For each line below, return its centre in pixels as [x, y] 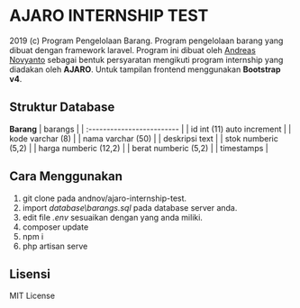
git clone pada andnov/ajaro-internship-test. [105, 198]
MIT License [32, 296]
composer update [55, 227]
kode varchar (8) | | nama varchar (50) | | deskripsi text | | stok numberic [144, 138]
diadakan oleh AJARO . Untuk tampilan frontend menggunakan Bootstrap [145, 69]
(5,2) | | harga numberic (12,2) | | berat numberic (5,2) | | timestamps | [139, 148]
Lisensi [30, 274]
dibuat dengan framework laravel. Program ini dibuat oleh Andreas [133, 50]
